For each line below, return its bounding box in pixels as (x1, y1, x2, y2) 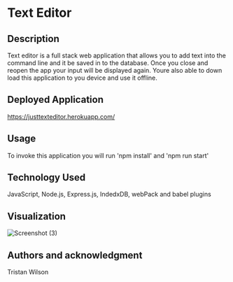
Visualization (7, 210, 66, 222)
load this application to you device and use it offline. (7, 73, 157, 82)
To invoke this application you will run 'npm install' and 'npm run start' (7, 151, 209, 160)
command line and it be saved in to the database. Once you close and (7, 59, 209, 67)
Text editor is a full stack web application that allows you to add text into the (7, 51, 226, 59)
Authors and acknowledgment (7, 249, 143, 261)
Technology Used (7, 171, 86, 183)
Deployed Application (7, 94, 104, 106)
